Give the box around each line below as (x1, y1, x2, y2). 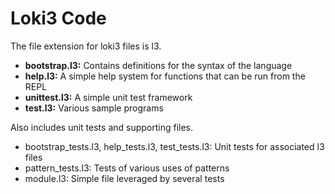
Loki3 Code (10, 7, 107, 30)
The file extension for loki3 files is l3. (10, 40, 162, 52)
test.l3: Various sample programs (24, 102, 164, 114)
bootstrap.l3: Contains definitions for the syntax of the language (24, 59, 293, 71)
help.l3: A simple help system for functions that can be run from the (24, 70, 306, 82)
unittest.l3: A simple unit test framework (24, 91, 193, 103)
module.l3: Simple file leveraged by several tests (24, 172, 225, 184)
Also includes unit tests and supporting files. (10, 121, 194, 133)
